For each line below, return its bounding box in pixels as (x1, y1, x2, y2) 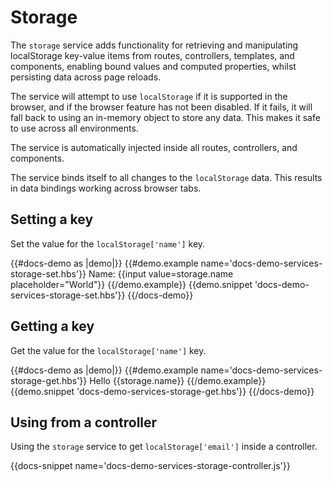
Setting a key (10, 211, 94, 228)
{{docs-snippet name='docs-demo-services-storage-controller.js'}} (10, 460, 291, 472)
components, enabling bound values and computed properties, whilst (10, 60, 297, 72)
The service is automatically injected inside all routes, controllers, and (10, 141, 298, 153)
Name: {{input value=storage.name (88, 267, 234, 280)
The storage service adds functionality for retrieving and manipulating (10, 39, 299, 51)
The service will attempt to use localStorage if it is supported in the (10, 90, 288, 102)
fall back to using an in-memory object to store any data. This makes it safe (10, 111, 321, 123)
